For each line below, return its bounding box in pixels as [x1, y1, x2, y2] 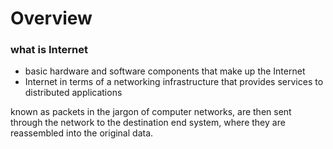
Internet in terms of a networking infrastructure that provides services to [24, 76, 324, 88]
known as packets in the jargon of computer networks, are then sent [10, 106, 292, 118]
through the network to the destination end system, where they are [10, 117, 286, 129]
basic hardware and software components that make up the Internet [24, 65, 306, 77]
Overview [10, 7, 93, 30]
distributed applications [24, 87, 123, 99]
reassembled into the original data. [10, 127, 154, 139]
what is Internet [10, 43, 88, 57]
